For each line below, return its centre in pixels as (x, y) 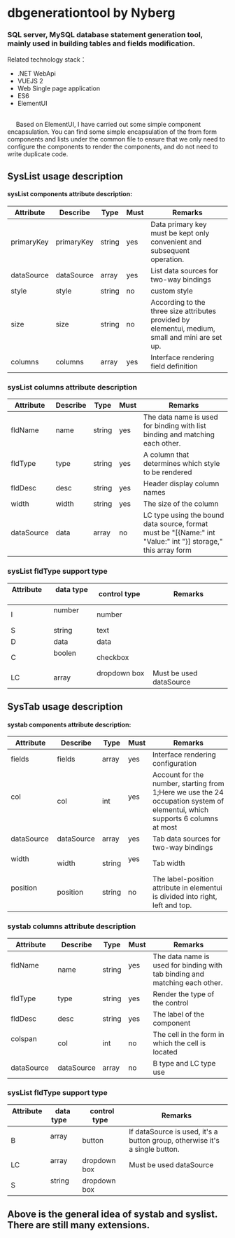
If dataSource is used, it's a (173, 1132)
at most (165, 827)
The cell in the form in (188, 1034)
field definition (174, 366)
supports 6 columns (186, 819)
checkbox (113, 657)
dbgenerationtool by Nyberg (91, 13)
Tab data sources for (187, 839)
